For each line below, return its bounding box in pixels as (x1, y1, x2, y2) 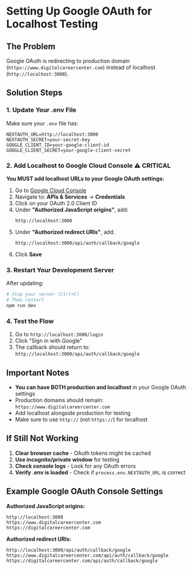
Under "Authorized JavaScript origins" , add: (14, 206, 129, 213)
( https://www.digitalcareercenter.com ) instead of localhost (6, 64, 156, 71)
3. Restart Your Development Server (6, 265, 115, 274)
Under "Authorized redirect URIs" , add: (14, 228, 115, 236)
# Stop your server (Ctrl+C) (6, 291, 80, 297)
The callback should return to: (14, 343, 91, 351)
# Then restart (6, 297, 45, 303)
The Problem (6, 41, 56, 51)
